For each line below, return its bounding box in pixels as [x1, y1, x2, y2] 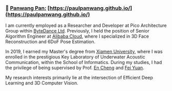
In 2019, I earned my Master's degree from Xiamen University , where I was [5, 48, 163, 55]
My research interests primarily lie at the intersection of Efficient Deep [5, 75, 154, 81]
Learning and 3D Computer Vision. [5, 80, 78, 86]
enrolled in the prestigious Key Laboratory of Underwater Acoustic [5, 54, 145, 60]
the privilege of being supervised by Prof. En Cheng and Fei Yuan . [5, 65, 144, 71]
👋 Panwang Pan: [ [5, 5, 50, 12]
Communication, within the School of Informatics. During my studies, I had [5, 59, 162, 66]
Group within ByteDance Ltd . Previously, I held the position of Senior [5, 28, 149, 34]
